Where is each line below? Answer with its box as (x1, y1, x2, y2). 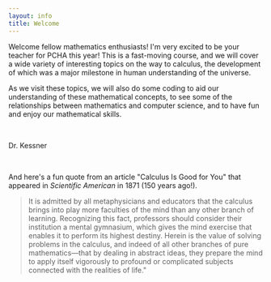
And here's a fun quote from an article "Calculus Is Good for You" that (8, 172, 241, 182)
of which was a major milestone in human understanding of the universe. (8, 67, 252, 77)
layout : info (8, 11, 53, 20)
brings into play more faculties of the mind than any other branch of (28, 204, 255, 215)
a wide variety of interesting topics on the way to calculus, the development (8, 58, 261, 69)
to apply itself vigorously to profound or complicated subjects (28, 256, 234, 266)
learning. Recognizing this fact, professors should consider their (28, 213, 243, 223)
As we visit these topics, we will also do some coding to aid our (8, 83, 220, 93)
